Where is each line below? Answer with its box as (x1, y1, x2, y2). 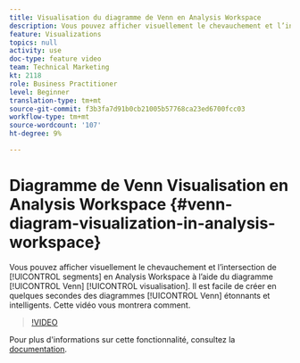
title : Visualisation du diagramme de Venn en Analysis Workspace (9, 12, 262, 22)
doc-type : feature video (9, 54, 102, 63)
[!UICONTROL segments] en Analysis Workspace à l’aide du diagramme (9, 271, 274, 282)
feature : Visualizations (9, 29, 102, 38)
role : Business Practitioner (9, 79, 118, 88)
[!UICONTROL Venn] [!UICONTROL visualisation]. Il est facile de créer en (9, 280, 277, 291)
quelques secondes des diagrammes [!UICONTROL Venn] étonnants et (9, 290, 271, 301)
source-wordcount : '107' (9, 121, 102, 130)
